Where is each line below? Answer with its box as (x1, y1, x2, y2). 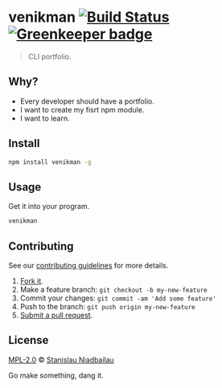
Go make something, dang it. (8, 370, 104, 380)
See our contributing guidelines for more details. (8, 260, 169, 270)
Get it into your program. (8, 202, 90, 211)
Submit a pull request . (19, 310, 93, 320)
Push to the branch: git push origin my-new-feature (19, 301, 195, 311)
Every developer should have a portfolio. (19, 96, 154, 106)
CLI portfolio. (27, 51, 72, 61)
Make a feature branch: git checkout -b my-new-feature (19, 284, 208, 294)
